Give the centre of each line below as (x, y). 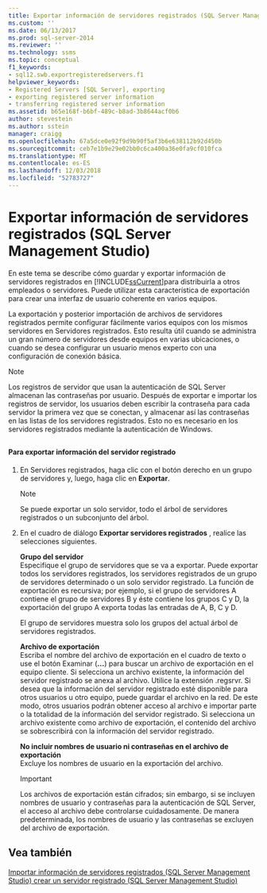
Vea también (40, 853)
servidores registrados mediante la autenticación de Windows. (110, 429)
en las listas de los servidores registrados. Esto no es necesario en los (123, 420)
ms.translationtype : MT (48, 156)
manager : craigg (35, 133)
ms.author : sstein (39, 126)
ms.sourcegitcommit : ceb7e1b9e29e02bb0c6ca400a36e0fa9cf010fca (115, 149)
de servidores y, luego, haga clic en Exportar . (95, 478)
